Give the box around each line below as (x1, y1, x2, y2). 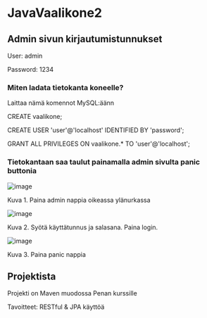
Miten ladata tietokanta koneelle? (7, 82, 124, 92)
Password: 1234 (7, 65, 54, 73)
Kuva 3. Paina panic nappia (7, 250, 87, 258)
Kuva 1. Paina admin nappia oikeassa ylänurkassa (7, 196, 151, 204)
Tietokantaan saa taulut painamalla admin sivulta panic (7, 157, 201, 167)
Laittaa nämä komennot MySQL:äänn (7, 98, 115, 107)
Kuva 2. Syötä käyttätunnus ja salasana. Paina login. (7, 223, 158, 231)
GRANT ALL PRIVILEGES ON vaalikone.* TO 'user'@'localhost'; (7, 139, 190, 148)
